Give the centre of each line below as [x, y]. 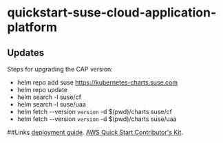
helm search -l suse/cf [49, 97]
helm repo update [42, 90]
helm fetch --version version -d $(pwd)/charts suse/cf [94, 112]
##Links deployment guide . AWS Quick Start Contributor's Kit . [95, 132]
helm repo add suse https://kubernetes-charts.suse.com [97, 82]
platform [32, 27]
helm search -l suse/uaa [51, 104]
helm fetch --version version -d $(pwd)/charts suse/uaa [97, 119]
